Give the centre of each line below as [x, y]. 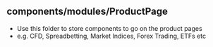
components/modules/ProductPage [87, 12]
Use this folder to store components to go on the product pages [109, 28]
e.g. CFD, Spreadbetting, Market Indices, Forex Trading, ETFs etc [111, 36]
